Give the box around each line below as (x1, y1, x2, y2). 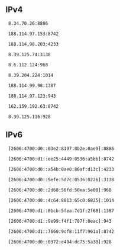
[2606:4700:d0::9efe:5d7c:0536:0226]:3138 (8, 177, 115, 182)
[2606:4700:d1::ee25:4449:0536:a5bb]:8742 (8, 156, 115, 162)
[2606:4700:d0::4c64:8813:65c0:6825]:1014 (8, 197, 115, 203)
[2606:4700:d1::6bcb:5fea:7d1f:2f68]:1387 (8, 207, 115, 214)
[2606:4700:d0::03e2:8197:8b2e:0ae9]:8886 (8, 145, 115, 152)
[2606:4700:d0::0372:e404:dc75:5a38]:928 (8, 239, 112, 245)
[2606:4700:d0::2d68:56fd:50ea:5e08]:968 (8, 187, 112, 193)
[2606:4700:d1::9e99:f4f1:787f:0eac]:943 (8, 218, 112, 224)
